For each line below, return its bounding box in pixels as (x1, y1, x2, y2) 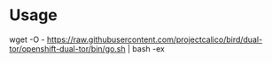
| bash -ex (127, 43, 166, 53)
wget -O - (9, 34, 45, 45)
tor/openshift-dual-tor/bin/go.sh (9, 43, 126, 53)
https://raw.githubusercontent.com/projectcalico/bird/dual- (46, 34, 263, 45)
